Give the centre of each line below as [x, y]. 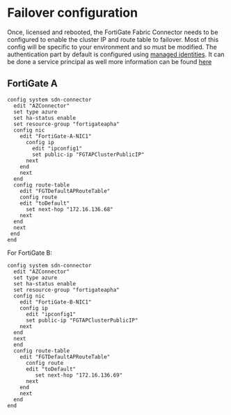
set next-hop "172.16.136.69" [79, 375]
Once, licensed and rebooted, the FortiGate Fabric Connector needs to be [113, 32]
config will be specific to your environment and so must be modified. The [112, 47]
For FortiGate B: [30, 253]
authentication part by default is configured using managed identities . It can [116, 54]
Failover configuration [72, 13]
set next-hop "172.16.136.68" [69, 209]
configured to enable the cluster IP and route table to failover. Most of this [113, 39]
